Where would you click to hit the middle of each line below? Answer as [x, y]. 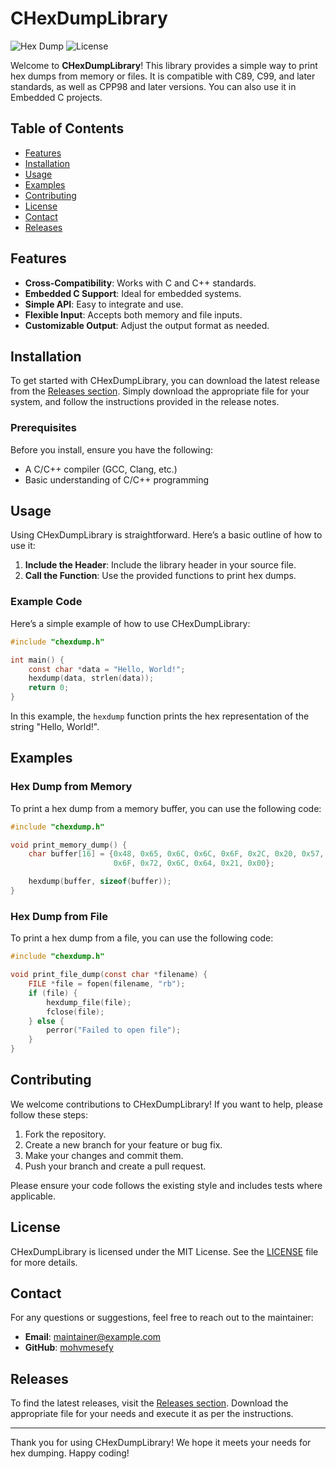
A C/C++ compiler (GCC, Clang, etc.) [101, 469]
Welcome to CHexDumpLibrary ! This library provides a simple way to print [164, 65]
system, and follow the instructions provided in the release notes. [145, 402]
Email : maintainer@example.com [93, 1337]
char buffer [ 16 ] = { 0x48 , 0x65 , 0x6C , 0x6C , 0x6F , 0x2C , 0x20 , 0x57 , [176, 854]
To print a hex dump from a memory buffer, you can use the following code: [166, 808]
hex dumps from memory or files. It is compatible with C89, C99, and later [163, 76]
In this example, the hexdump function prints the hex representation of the [160, 716]
